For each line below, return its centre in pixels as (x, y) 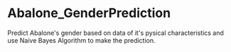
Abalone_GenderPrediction (89, 13)
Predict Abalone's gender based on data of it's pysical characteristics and (116, 33)
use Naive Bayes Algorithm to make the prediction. (81, 40)
